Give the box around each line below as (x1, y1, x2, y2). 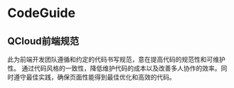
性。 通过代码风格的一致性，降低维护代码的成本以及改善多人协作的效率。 (7, 64, 221, 72)
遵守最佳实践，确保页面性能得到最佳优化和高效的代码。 (13, 73, 176, 81)
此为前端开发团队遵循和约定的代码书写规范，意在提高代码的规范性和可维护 (7, 55, 225, 63)
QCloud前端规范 (7, 35, 80, 47)
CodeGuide (7, 5, 76, 21)
